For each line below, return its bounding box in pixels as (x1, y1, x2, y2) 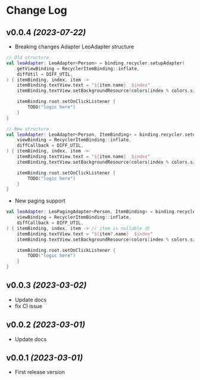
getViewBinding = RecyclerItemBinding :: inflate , (17, 66, 140, 71)
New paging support (14, 197, 65, 204)
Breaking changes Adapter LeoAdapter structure (14, 43, 135, 50)
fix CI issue (14, 302, 43, 310)
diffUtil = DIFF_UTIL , (17, 71, 73, 77)
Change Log (6, 4, 67, 17)
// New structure (6, 126, 49, 132)
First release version (14, 369, 65, 376)
